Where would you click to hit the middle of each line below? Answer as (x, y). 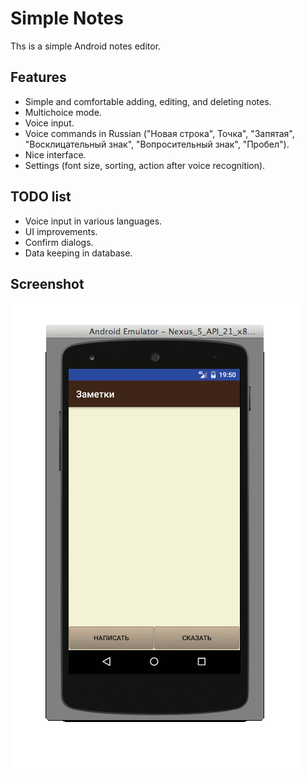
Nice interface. (55, 154)
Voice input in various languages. (93, 221)
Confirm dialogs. (59, 242)
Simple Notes (67, 18)
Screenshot (47, 283)
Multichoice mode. (63, 112)
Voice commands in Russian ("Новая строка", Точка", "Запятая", (159, 133)
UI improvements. (61, 231)
